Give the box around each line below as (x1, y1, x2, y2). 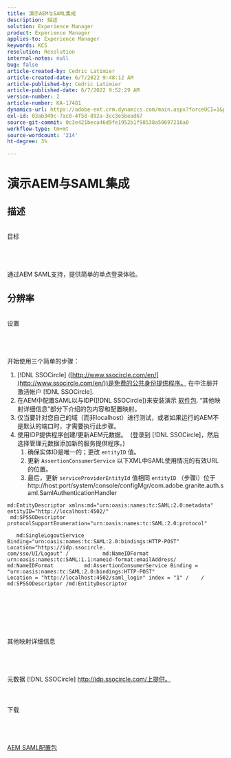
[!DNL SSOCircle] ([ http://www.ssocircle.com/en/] (16, 370, 159, 379)
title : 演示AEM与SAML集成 (7, 10, 76, 17)
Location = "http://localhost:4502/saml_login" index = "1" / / (7, 574, 205, 581)
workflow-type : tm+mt (7, 125, 69, 132)
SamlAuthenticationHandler (39, 488, 118, 496)
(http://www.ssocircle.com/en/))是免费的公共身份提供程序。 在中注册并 (16, 379, 219, 387)
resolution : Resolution (7, 49, 76, 56)
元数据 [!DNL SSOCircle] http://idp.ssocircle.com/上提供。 (7, 675, 172, 683)
